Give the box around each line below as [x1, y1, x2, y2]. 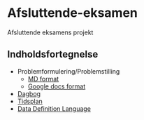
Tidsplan [17, 97, 43, 105]
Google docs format [27, 82, 86, 91]
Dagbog [17, 89, 41, 98]
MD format [27, 74, 59, 83]
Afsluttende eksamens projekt [7, 28, 94, 36]
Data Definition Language [17, 104, 91, 113]
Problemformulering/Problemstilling [17, 67, 120, 75]
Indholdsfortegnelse [7, 48, 99, 60]
